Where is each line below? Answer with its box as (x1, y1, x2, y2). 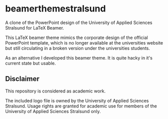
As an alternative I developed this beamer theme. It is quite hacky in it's (5, 54, 153, 60)
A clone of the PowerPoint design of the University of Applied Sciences (5, 19, 152, 25)
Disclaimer (5, 74, 40, 83)
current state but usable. (5, 60, 56, 66)
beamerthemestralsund (5, 3, 106, 14)
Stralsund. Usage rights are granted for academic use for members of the (5, 103, 157, 109)
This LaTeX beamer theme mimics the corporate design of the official (5, 34, 148, 40)
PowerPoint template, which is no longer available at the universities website (5, 39, 163, 45)
